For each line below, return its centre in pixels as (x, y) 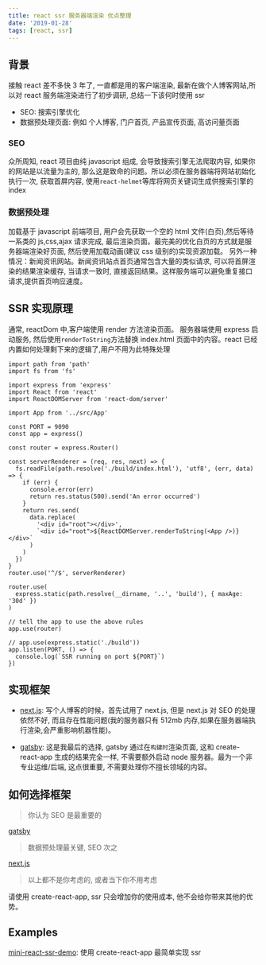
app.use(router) (35, 628)
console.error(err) (61, 489)
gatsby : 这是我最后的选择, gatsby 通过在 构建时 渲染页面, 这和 (117, 747)
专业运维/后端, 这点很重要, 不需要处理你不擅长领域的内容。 (116, 767)
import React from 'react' (53, 392)
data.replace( (53, 517)
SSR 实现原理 (41, 308)
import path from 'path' (49, 364)
